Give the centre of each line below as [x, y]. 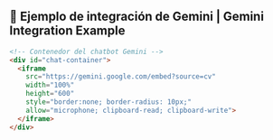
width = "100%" [50, 85]
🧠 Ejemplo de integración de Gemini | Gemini [137, 17]
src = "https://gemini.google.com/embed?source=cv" [121, 77]
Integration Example [67, 31]
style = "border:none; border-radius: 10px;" [109, 102]
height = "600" [50, 94]
